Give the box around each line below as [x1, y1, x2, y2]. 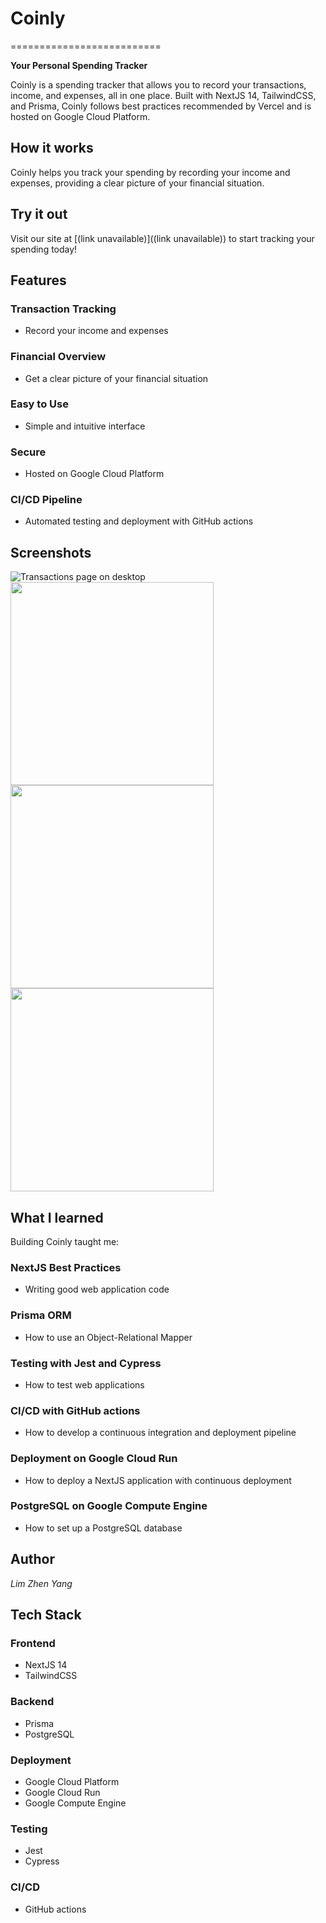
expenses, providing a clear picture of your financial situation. [10, 177, 265, 189]
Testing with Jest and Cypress [10, 1356, 162, 1370]
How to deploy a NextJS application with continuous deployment [24, 1474, 292, 1486]
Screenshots [10, 544, 92, 561]
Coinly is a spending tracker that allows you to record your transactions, [10, 78, 307, 91]
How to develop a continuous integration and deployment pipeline [24, 1427, 297, 1439]
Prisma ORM [10, 1308, 72, 1322]
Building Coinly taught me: [10, 1236, 120, 1248]
